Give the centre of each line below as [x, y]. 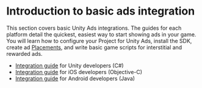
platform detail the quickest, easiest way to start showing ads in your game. [101, 34]
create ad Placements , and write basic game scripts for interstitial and [94, 47]
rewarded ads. [24, 53]
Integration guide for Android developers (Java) [75, 78]
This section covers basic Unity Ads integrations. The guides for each [94, 28]
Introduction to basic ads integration [101, 11]
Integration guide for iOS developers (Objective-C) [78, 72]
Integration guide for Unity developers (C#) [69, 66]
